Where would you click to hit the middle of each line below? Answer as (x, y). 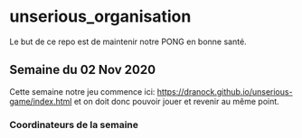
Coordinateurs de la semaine (74, 124)
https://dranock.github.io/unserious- (225, 91)
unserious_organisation (100, 17)
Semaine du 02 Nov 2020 (83, 70)
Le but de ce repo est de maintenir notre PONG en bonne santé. (128, 41)
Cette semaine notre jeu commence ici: (82, 91)
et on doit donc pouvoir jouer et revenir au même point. (177, 101)
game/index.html (41, 101)
